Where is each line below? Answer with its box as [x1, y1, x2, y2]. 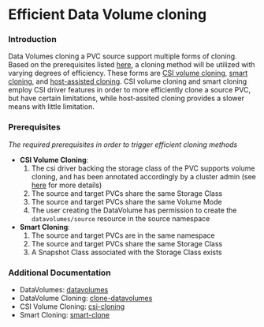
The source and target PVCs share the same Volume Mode [31, 197, 222, 206]
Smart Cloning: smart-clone [19, 310, 110, 320]
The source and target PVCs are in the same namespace [31, 231, 215, 240]
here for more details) [31, 180, 102, 190]
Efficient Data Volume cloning [8, 6, 207, 24]
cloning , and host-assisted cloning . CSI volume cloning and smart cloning [8, 77, 247, 86]
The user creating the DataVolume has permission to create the [31, 205, 237, 215]
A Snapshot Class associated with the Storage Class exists [31, 247, 222, 257]
